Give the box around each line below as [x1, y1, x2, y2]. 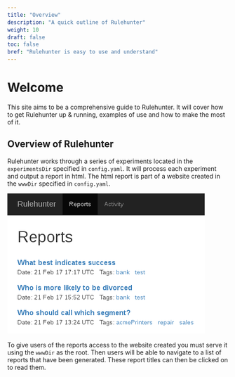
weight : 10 [7, 26, 39, 33]
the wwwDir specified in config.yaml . [7, 179, 111, 188]
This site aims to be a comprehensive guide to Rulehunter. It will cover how [7, 103, 224, 111]
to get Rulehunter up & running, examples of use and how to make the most [7, 110, 226, 119]
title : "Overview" [7, 11, 61, 18]
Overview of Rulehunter [7, 138, 114, 151]
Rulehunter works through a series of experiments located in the [7, 157, 194, 165]
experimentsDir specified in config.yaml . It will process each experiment [7, 164, 217, 172]
